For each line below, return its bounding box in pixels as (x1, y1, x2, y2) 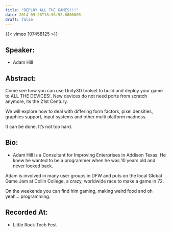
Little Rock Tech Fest (12, 221, 57, 227)
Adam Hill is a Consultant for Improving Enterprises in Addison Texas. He (12, 151, 166, 158)
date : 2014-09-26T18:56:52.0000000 (5, 12, 81, 17)
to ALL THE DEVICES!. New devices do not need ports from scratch (5, 93, 148, 99)
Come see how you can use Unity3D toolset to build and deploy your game (5, 88, 163, 93)
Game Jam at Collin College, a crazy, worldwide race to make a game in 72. (5, 178, 164, 184)
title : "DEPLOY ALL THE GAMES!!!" (5, 7, 79, 13)
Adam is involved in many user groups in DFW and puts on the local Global (5, 172, 162, 178)
